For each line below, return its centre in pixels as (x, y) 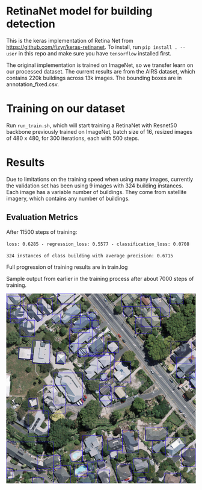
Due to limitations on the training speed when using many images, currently (100, 179)
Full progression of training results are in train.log (67, 267)
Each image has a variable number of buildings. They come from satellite (96, 192)
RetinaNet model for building (79, 11)
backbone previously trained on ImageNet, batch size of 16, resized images (99, 131)
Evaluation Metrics (42, 217)
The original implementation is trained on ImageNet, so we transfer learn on (100, 65)
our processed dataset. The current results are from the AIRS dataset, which (101, 71)
